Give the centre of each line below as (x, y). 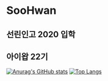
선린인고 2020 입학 (41, 34)
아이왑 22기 (27, 57)
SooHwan (31, 11)
